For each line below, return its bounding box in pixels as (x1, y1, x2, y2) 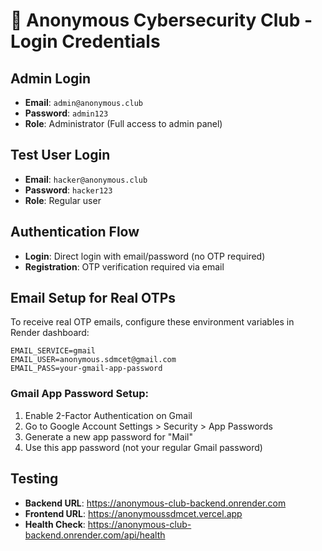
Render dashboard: (10, 327, 90, 339)
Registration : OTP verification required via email (24, 260, 225, 273)
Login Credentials (10, 30, 161, 53)
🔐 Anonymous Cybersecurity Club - (10, 9, 313, 32)
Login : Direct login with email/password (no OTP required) (24, 250, 266, 262)
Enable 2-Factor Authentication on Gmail (24, 409, 193, 421)
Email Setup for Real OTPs (10, 290, 177, 307)
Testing (10, 470, 59, 488)
